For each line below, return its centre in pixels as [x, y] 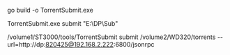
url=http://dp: [26, 44]
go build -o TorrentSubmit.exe [51, 10]
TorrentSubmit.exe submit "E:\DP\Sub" [63, 23]
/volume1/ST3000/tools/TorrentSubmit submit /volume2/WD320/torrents [112, 37]
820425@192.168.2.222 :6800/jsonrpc [100, 44]
